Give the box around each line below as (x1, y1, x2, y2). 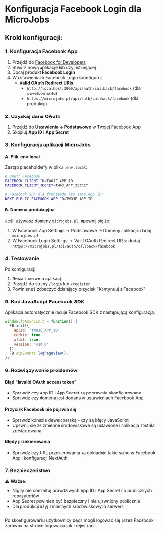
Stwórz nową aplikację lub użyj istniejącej (12, 64, 96, 70)
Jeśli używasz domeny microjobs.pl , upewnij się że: (5, 218, 111, 224)
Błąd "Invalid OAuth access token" (5, 379, 77, 385)
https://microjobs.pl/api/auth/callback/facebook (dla (26, 95, 139, 101)
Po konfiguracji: (5, 266, 37, 272)
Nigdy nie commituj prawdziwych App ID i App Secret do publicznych (12, 488, 152, 494)
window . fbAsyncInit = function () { (5, 319, 78, 324)
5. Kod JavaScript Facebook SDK (5, 299, 84, 305)
